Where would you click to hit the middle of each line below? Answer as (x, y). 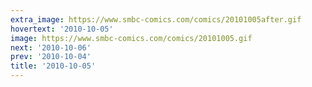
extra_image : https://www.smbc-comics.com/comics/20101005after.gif (156, 19)
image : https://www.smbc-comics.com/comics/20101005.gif (131, 38)
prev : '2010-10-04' (51, 57)
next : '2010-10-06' (51, 47)
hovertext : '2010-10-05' (62, 29)
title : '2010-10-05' (53, 66)
